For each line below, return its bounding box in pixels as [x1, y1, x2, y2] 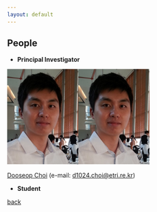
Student [16, 185, 41, 193]
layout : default [7, 11, 53, 18]
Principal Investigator [16, 56, 80, 64]
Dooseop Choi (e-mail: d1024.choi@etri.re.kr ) [7, 172, 136, 180]
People [7, 38, 38, 49]
